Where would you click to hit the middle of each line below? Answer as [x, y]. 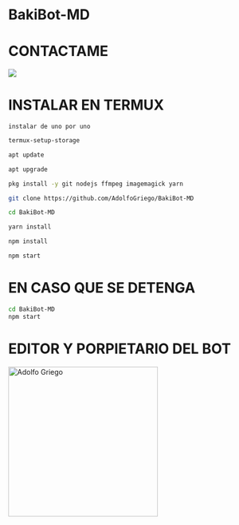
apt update [26, 155]
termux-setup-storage [44, 141]
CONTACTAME [59, 52]
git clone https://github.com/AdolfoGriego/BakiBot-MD [101, 198]
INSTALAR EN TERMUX [86, 105]
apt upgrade [28, 169]
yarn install [30, 227]
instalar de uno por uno [49, 127]
